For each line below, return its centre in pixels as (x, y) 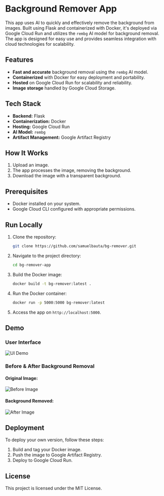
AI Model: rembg (29, 132)
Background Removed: (30, 401)
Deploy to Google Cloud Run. (42, 460)
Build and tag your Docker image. (47, 450)
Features (19, 60)
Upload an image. (31, 165)
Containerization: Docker (39, 121)
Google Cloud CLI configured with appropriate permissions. (74, 209)
